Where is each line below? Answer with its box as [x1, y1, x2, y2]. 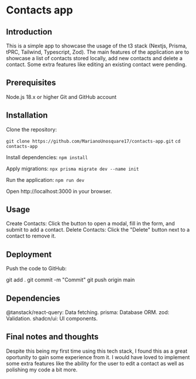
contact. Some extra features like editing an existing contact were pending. [6, 61, 187, 68]
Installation [6, 111, 48, 120]
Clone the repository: [6, 126, 57, 133]
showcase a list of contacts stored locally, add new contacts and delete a [6, 55, 183, 61]
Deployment [6, 249, 52, 259]
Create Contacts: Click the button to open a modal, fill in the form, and [6, 220, 176, 227]
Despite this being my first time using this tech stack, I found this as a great [6, 347, 188, 354]
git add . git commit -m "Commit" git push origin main [6, 276, 135, 284]
